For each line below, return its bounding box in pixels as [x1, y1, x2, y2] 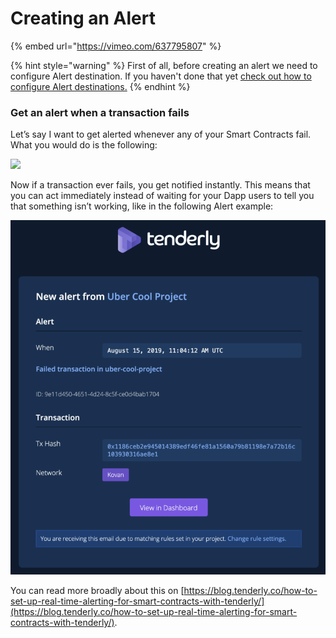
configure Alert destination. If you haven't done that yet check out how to [10, 70, 312, 82]
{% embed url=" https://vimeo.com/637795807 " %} [10, 40, 222, 52]
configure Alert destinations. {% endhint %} [10, 80, 191, 92]
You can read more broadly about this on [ [10, 585, 185, 597]
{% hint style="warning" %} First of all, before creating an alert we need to [10, 59, 318, 71]
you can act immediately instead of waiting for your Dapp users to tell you [10, 190, 315, 202]
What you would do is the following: [10, 139, 158, 151]
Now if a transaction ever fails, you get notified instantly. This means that [10, 179, 311, 191]
